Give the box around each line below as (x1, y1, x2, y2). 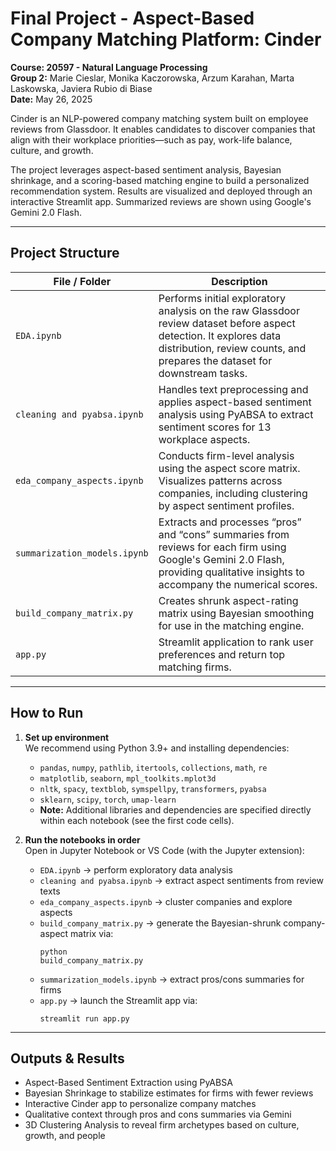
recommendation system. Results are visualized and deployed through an (10, 185, 313, 197)
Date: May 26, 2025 (10, 93, 93, 105)
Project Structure (10, 245, 120, 262)
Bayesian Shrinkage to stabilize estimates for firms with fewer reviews (24, 1087, 314, 1099)
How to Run (10, 705, 84, 722)
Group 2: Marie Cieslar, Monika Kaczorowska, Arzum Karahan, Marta (10, 72, 295, 84)
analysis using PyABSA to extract (158, 407, 314, 421)
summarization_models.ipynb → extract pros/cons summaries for (39, 973, 305, 985)
